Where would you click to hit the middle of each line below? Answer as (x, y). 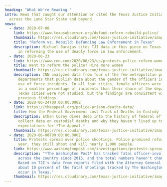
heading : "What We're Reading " (38, 10)
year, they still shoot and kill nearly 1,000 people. (76, 144)
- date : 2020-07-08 (29, 28)
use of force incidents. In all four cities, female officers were (89, 84)
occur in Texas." (36, 172)
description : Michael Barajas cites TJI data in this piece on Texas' (88, 47)
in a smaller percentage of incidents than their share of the (85, 89)
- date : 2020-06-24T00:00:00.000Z (45, 103)
